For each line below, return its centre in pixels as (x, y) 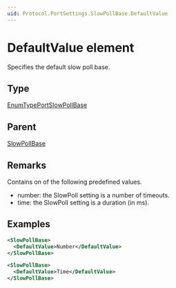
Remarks (27, 165)
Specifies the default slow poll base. (59, 67)
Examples (29, 224)
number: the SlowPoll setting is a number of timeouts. (94, 195)
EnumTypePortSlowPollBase (47, 105)
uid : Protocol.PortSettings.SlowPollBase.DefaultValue (88, 13)
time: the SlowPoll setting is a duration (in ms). (83, 202)
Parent (22, 127)
